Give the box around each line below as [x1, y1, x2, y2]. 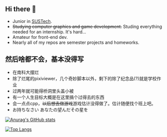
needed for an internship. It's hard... [12, 28, 86, 35]
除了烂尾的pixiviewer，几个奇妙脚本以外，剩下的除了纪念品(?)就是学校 [12, 75, 157, 81]
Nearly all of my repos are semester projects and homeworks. [12, 39, 140, 45]
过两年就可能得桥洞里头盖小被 [12, 88, 74, 94]
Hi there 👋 [5, 5, 36, 13]
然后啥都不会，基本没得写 [5, 55, 84, 64]
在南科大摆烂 [12, 69, 39, 75]
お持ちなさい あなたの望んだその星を [12, 107, 88, 113]
